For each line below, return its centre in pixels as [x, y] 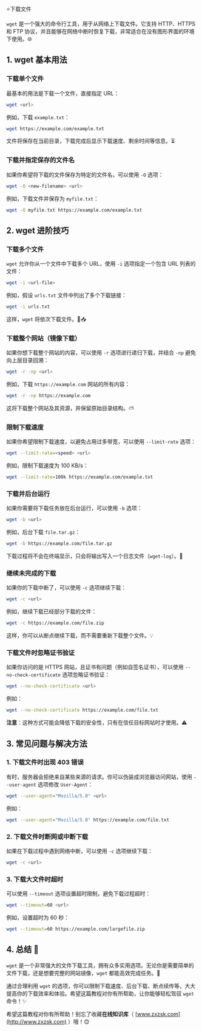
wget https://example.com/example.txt [55, 129]
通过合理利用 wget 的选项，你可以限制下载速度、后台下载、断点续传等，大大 [101, 986]
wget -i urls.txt [28, 307]
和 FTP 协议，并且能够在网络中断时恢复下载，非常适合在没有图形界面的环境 [101, 31]
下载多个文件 [25, 249]
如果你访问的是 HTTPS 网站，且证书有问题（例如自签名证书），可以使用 [95, 667]
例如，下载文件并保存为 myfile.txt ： [52, 198]
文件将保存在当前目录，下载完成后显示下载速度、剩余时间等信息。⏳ [91, 141]
